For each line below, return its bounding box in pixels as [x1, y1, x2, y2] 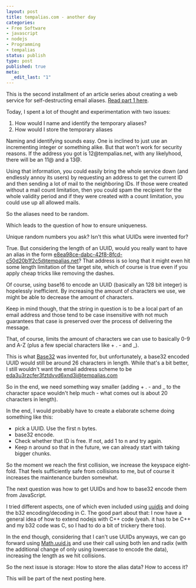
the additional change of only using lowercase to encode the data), [6, 546, 169, 553]
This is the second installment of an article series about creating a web [6, 91, 178, 98]
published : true [6, 63, 46, 70]
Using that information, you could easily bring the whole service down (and [6, 167, 188, 175]
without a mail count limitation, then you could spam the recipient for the [6, 186, 182, 193]
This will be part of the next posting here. [6, 575, 106, 582]
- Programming [6, 42, 41, 48]
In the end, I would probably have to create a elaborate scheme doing [6, 408, 175, 415]
